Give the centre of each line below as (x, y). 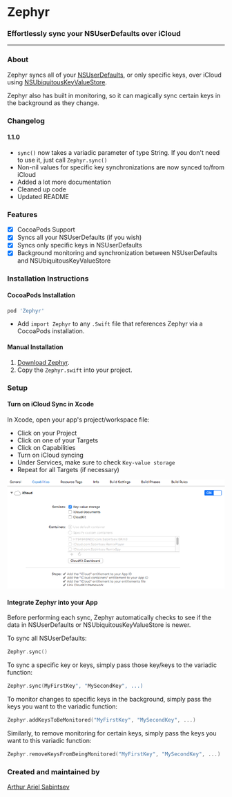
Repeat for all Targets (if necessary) (68, 469)
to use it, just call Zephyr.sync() (62, 160)
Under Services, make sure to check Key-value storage (96, 462)
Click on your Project (47, 433)
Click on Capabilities (46, 447)
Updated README (43, 196)
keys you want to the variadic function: (62, 706)
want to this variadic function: (49, 740)
